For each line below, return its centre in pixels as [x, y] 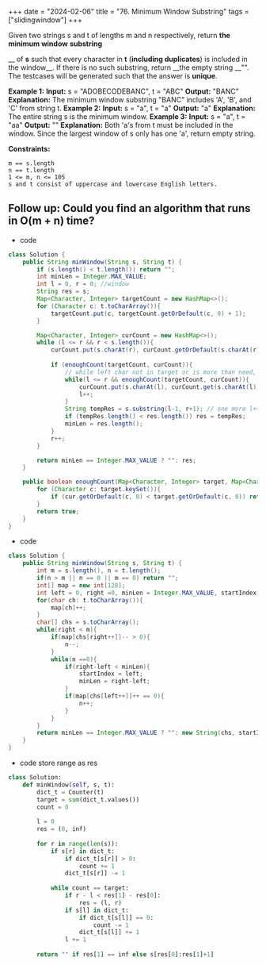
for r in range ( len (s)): [78, 844]
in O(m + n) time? [51, 221]
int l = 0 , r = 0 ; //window [83, 284]
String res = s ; [63, 292]
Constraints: [29, 149]
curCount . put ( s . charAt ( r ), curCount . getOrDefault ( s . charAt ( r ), [157, 350]
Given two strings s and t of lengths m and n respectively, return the [120, 35]
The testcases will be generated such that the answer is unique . [113, 76]
